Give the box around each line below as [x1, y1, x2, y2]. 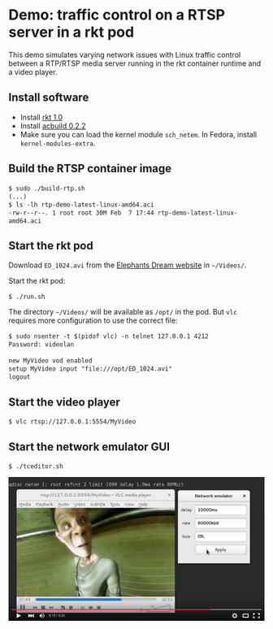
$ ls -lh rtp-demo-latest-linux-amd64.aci [8, 201, 154, 209]
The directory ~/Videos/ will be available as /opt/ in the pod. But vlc [8, 307, 237, 317]
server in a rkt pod [8, 23, 135, 41]
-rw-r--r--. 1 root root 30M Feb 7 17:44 [8, 209, 154, 217]
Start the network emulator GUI [8, 440, 171, 453]
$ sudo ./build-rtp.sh [8, 184, 85, 193]
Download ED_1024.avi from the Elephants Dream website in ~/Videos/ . [8, 260, 247, 270]
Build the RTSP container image [8, 162, 172, 176]
